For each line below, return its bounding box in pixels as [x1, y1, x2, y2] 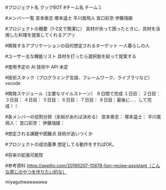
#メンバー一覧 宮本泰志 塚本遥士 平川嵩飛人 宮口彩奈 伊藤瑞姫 [5, 15, 133, 21]
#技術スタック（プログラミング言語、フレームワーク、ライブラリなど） [5, 75, 153, 80]
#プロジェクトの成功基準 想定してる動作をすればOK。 [5, 141, 117, 147]
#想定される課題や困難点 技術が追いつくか [5, 131, 93, 136]
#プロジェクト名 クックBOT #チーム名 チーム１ [5, 5, 103, 10]
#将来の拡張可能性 [5, 152, 44, 158]
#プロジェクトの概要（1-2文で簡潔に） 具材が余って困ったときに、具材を [5, 26, 156, 32]
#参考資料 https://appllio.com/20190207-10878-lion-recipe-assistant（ [5, 162, 152, 168]
